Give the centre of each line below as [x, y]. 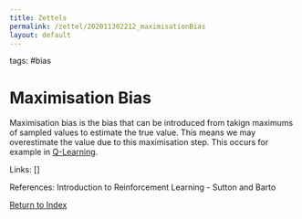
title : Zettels [38, 18]
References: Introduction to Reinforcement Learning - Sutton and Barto [143, 187]
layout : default [40, 35]
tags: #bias [31, 61]
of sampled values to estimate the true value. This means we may [133, 132]
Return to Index [38, 205]
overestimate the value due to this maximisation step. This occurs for [139, 142]
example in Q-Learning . [54, 152]
